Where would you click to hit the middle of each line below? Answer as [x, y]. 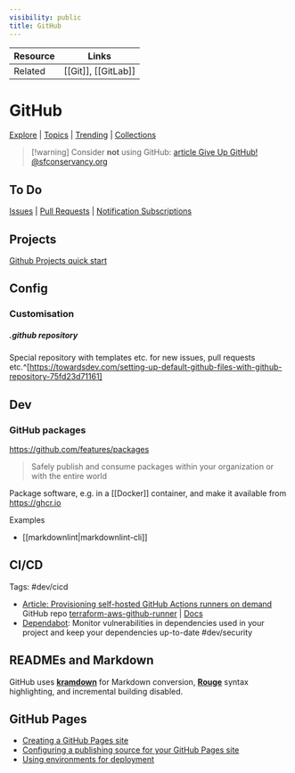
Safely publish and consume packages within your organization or [152, 467]
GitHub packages [48, 430]
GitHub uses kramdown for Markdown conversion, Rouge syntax [129, 681]
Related [30, 70]
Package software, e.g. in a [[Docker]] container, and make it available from [148, 493]
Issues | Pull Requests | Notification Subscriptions [101, 211]
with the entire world [69, 476]
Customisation [41, 314]
